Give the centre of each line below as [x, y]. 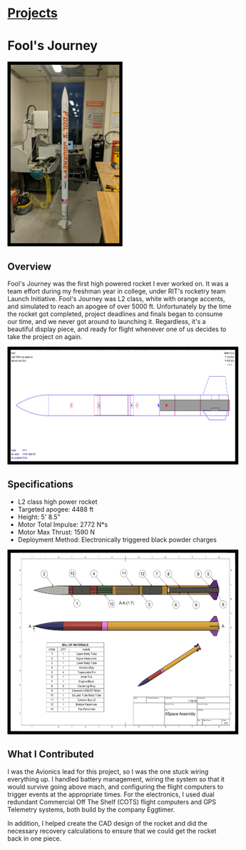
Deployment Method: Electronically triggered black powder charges [117, 540]
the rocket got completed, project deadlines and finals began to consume [115, 314]
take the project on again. [45, 336]
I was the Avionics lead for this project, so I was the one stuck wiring [108, 771]
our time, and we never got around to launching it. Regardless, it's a [107, 321]
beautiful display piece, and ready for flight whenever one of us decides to [117, 329]
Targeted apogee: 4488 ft [56, 509]
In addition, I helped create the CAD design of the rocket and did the [108, 823]
